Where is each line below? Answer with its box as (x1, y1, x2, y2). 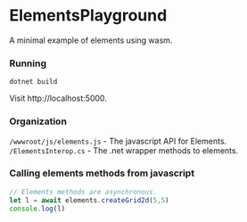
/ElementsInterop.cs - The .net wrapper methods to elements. (9, 144, 239, 156)
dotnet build (9, 78, 58, 86)
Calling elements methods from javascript (9, 167, 194, 179)
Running (9, 57, 47, 70)
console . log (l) (9, 204, 66, 213)
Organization (9, 115, 67, 127)
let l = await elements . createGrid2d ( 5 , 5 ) (9, 195, 169, 205)
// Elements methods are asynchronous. (9, 187, 158, 196)
